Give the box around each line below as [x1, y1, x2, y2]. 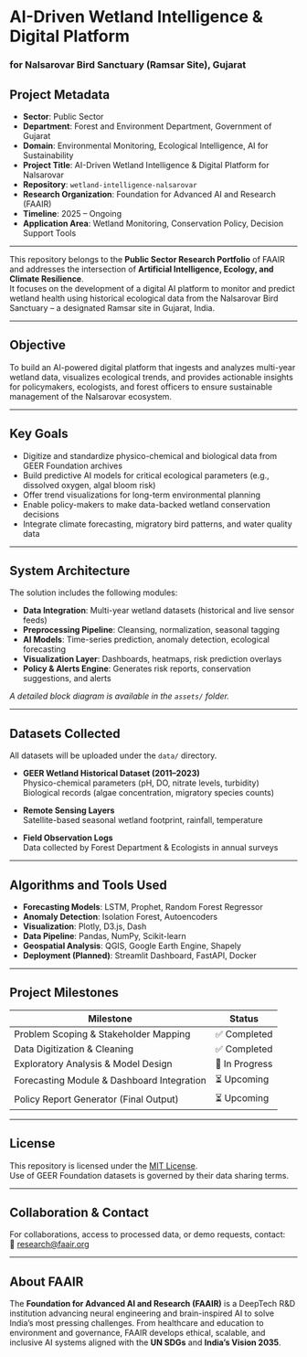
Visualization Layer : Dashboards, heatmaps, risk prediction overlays [22, 654, 282, 665]
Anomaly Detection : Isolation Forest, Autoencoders [22, 911, 217, 922]
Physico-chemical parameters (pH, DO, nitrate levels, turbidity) [22, 777, 260, 788]
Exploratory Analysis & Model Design [14, 1057, 173, 1070]
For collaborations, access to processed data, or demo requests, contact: [9, 1229, 286, 1240]
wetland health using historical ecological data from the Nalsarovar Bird [9, 293, 279, 304]
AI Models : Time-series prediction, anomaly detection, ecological [22, 634, 270, 646]
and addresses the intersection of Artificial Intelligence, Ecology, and [9, 263, 274, 274]
